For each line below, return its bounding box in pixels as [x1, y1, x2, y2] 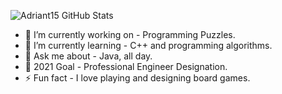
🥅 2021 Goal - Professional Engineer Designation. [24, 61, 228, 72]
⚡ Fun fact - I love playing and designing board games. [24, 72, 251, 84]
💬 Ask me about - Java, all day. [24, 50, 153, 62]
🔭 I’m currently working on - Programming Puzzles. [24, 29, 236, 40]
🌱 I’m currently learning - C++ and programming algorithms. [24, 40, 273, 51]
